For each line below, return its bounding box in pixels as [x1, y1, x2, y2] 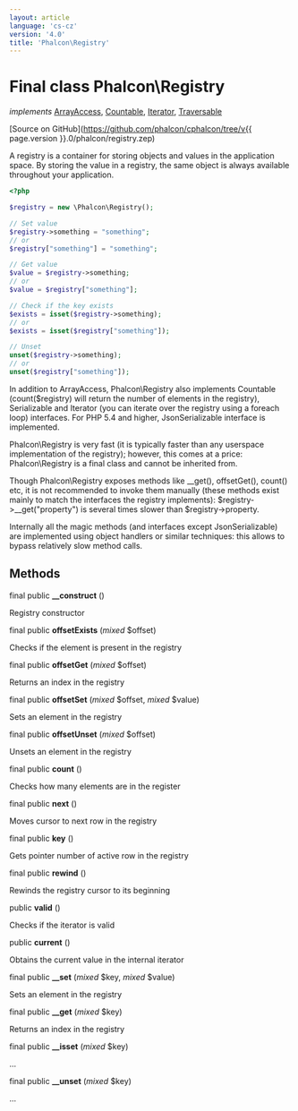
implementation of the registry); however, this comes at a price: [9, 449, 243, 459]
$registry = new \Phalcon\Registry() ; [9, 203, 154, 212]
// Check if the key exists [9, 301, 115, 310]
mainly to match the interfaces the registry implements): [9, 494, 217, 505]
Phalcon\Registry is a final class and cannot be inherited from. [9, 457, 238, 468]
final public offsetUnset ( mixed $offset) [9, 729, 157, 739]
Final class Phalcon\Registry [9, 77, 226, 97]
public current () [9, 936, 71, 947]
